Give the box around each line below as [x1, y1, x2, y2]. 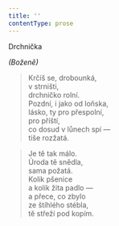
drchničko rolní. [27, 90, 80, 99]
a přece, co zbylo [27, 191, 86, 201]
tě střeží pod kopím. [27, 208, 94, 218]
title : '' [8, 11, 42, 20]
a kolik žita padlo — [27, 182, 94, 192]
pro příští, [27, 115, 60, 125]
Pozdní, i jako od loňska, [27, 98, 109, 108]
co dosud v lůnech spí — [27, 124, 111, 134]
